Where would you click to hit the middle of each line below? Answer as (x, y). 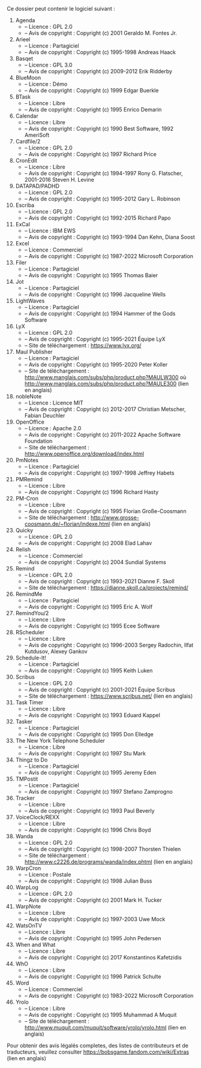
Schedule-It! (31, 658)
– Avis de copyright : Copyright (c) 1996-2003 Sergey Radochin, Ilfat (109, 645)
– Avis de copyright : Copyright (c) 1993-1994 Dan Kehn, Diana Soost (110, 237)
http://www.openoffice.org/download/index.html (84, 454)
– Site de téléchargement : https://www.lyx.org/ (83, 345)
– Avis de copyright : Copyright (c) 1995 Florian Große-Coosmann (105, 511)
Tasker (24, 721)
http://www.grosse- (115, 517)
